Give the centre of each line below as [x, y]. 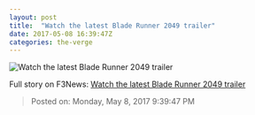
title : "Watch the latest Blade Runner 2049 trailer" [112, 26]
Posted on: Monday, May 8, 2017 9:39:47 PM [112, 102]
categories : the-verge [51, 42]
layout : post [33, 17]
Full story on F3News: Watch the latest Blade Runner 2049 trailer [127, 84]
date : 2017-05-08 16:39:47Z [61, 34]
